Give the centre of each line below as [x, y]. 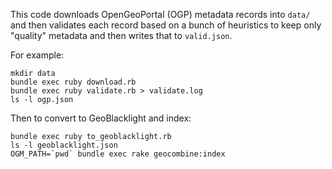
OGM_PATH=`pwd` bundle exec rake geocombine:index [118, 154]
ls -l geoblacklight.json [64, 145]
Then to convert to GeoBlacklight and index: [101, 118]
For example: [37, 55]
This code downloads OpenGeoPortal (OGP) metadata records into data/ [160, 14]
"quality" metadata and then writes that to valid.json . [121, 35]
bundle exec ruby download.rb [73, 82]
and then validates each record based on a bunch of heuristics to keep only [166, 25]
